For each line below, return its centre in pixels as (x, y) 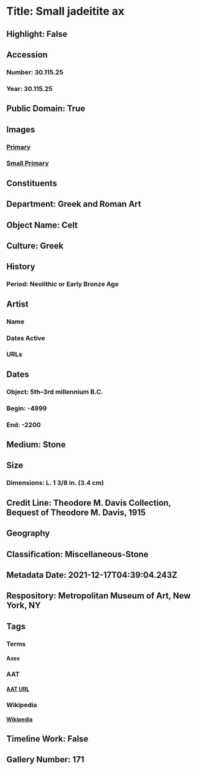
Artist (17, 304)
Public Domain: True (46, 109)
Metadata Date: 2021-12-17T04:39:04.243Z (92, 575)
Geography (28, 533)
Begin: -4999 (27, 408)
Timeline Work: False (47, 739)
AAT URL (18, 689)
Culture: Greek (35, 246)
